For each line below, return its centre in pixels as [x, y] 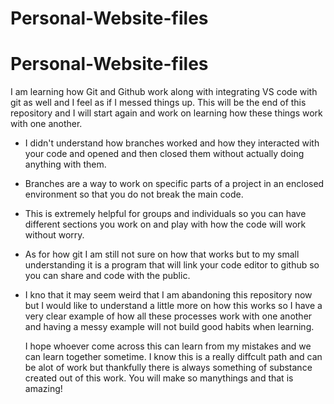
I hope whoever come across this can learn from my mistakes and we [168, 346]
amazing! [43, 389]
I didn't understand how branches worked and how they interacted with [172, 143]
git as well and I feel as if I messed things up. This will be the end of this [158, 103]
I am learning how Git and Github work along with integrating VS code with [164, 92]
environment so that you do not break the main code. [134, 194]
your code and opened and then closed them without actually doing [164, 154]
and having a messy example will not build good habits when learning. [169, 327]
